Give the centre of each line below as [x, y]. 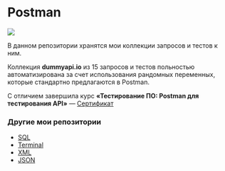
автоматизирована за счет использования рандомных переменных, [111, 74]
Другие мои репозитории [54, 122]
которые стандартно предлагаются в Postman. [78, 82]
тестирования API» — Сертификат [61, 103]
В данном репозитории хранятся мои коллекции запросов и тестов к [113, 45]
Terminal [31, 145]
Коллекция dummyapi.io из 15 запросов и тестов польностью [101, 67]
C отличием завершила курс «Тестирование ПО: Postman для [103, 95]
